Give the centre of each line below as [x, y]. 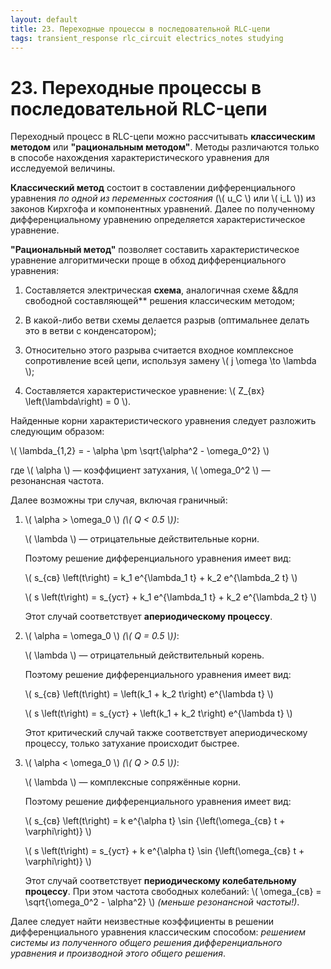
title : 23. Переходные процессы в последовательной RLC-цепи [140, 29]
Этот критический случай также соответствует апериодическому [166, 733]
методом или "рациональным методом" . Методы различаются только [165, 147]
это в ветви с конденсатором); [90, 331]
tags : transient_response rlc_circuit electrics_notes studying [147, 38]
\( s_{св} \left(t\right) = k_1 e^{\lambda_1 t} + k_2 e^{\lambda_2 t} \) [161, 578]
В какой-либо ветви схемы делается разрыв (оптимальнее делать [167, 320]
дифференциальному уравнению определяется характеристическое [158, 220]
